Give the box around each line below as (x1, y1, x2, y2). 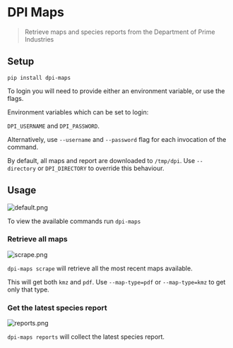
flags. (7, 94, 24, 102)
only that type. (7, 285, 49, 294)
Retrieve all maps (7, 234, 68, 244)
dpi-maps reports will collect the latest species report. (7, 332, 165, 341)
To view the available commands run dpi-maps (7, 217, 141, 225)
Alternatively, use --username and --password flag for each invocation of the (7, 135, 227, 143)
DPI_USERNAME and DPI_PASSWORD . (7, 121, 100, 130)
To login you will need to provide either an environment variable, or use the (7, 86, 225, 95)
